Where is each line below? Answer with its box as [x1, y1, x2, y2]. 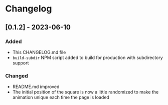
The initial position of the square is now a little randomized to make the [12, 89, 159, 95]
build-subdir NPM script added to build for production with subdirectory [12, 54, 163, 60]
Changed [5, 72, 29, 79]
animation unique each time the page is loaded [12, 94, 109, 100]
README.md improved [12, 83, 60, 90]
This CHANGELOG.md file [12, 49, 66, 55]
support [12, 59, 29, 65]
